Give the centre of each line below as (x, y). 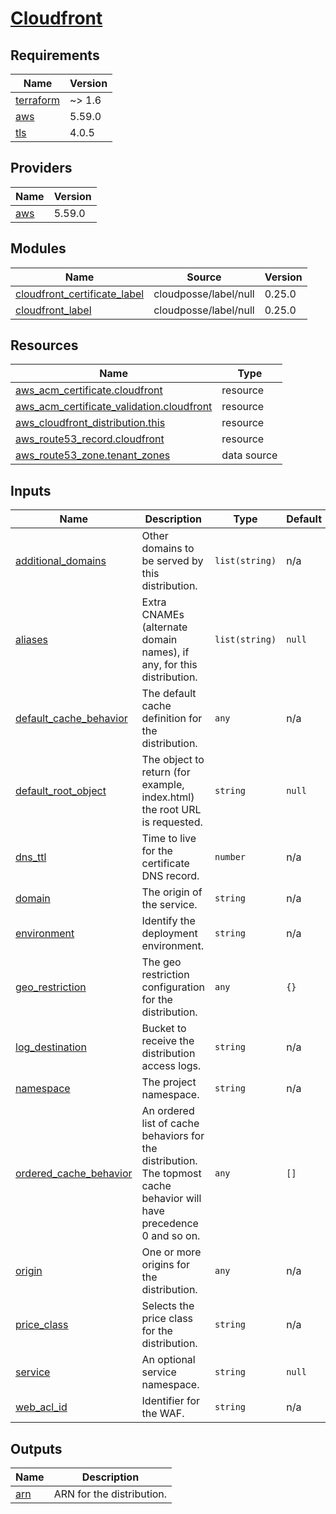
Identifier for (171, 1401)
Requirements (55, 55)
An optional (168, 1360)
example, (163, 785)
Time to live (169, 839)
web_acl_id (41, 1407)
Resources (44, 345)
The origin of (172, 892)
